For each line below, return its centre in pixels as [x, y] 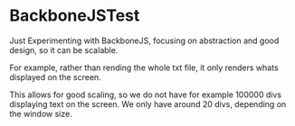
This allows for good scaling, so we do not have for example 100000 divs [146, 94]
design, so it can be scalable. [64, 49]
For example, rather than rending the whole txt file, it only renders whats [144, 67]
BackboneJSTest [75, 16]
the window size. [41, 113]
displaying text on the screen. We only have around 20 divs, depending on [148, 103]
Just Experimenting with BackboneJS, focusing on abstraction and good [144, 40]
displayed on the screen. [55, 76]
